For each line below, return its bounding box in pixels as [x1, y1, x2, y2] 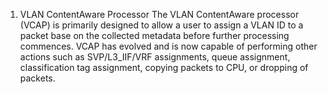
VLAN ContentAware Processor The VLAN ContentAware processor [19, 9, 300, 20]
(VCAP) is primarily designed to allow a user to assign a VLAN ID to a [19, 19, 304, 31]
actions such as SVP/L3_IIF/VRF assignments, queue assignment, [19, 51, 291, 63]
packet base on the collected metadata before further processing [19, 30, 290, 41]
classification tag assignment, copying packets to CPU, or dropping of [19, 62, 309, 73]
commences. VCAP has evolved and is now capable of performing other [19, 40, 318, 52]
